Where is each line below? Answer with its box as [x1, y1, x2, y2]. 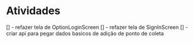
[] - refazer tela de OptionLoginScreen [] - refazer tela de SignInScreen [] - [6, 24, 188, 31]
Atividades [6, 4, 61, 18]
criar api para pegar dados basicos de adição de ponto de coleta [6, 29, 164, 37]
